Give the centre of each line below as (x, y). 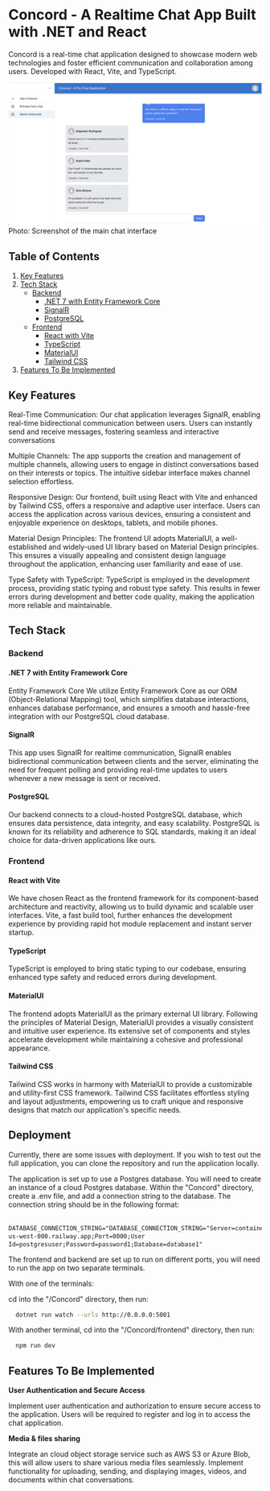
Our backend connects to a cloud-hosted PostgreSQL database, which (125, 814)
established (27, 547)
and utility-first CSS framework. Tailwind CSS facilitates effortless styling (129, 1092)
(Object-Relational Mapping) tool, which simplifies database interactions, (129, 699)
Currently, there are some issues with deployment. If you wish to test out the (135, 1154)
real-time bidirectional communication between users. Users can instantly (131, 423)
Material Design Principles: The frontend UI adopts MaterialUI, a (114, 539)
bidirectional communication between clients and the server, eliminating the (133, 761)
